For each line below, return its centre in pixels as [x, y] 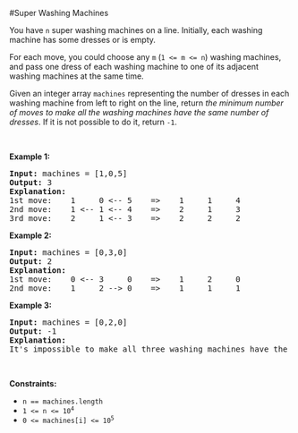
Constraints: [33, 383]
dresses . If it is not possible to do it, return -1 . [93, 122]
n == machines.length [62, 402]
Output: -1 [33, 331]
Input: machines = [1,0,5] [68, 174]
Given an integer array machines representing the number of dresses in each [149, 93]
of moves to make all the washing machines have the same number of [139, 112]
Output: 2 [30, 262]
